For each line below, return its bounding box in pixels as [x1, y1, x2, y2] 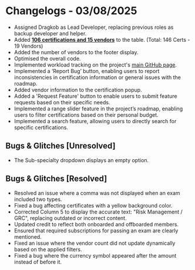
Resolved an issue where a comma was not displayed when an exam [14, 189, 180, 196]
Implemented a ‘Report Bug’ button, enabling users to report [14, 67, 160, 74]
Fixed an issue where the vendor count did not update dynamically [14, 239, 176, 246]
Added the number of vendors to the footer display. [14, 48, 139, 55]
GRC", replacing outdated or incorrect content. [14, 214, 127, 222]
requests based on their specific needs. [14, 98, 110, 106]
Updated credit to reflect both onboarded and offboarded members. [14, 220, 179, 228]
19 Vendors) [14, 42, 43, 50]
